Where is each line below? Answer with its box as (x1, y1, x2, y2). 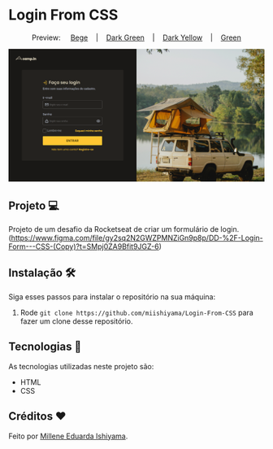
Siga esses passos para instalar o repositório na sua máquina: (8, 291, 216, 302)
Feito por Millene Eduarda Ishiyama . (8, 431, 128, 441)
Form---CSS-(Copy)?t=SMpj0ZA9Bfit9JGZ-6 (8, 242, 160, 251)
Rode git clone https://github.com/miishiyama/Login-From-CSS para (19, 307, 253, 317)
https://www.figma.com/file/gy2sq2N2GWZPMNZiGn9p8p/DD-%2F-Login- (11, 233, 264, 243)
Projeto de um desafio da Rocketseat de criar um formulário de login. (8, 224, 240, 234)
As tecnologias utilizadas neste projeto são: (8, 361, 154, 371)
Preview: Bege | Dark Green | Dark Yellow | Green (31, 33, 242, 42)
